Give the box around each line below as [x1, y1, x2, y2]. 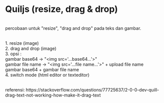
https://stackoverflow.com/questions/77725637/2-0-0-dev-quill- [25, 87, 160, 93]
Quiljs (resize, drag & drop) [5, 3, 118, 15]
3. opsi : [5, 51, 22, 57]
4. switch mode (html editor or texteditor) [5, 72, 90, 78]
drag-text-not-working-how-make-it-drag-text [5, 92, 101, 98]
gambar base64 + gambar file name [5, 66, 79, 73]
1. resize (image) [5, 40, 39, 46]
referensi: [5, 87, 25, 93]
